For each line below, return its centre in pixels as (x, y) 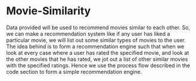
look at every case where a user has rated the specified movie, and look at (98, 52)
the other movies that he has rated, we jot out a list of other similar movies (97, 59)
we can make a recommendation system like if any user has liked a (88, 33)
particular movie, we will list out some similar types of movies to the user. (96, 40)
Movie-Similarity (49, 11)
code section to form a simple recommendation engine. (74, 71)
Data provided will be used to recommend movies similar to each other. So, (98, 27)
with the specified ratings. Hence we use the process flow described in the (98, 65)
